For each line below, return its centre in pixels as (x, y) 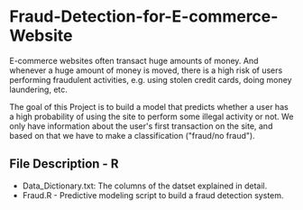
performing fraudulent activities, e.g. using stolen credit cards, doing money (151, 79)
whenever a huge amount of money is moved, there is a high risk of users (146, 70)
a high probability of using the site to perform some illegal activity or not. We (151, 116)
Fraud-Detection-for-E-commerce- (144, 17)
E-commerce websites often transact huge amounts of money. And (134, 60)
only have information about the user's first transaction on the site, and (141, 126)
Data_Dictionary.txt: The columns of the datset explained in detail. (145, 186)
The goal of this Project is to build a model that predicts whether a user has (149, 106)
